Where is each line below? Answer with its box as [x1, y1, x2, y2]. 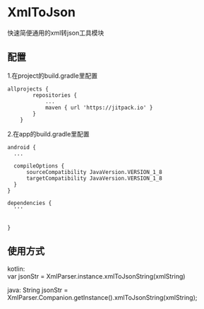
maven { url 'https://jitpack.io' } [44, 104, 153, 111]
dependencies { [7, 199, 52, 206]
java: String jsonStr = [7, 286, 68, 294]
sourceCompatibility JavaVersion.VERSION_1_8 [25, 168, 162, 175]
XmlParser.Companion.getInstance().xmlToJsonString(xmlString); [7, 293, 198, 301]
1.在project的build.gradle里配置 [7, 71, 97, 80]
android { [7, 144, 37, 151]
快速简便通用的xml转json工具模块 [7, 28, 104, 37]
